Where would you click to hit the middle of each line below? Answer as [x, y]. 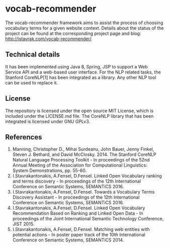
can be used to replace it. [32, 82]
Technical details [33, 55]
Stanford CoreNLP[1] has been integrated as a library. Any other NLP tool [81, 77]
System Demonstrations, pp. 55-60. [50, 171]
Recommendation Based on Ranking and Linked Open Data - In [78, 213]
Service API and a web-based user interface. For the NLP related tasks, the [83, 72]
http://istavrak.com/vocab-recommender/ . [49, 39]
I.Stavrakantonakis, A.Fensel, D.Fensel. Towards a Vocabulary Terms [83, 192]
